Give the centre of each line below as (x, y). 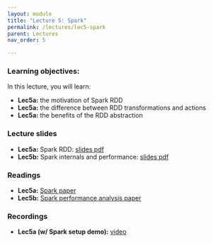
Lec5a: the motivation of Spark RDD (70, 101)
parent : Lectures (33, 34)
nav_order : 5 (27, 40)
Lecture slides (32, 134)
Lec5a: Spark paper (47, 191)
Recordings (28, 216)
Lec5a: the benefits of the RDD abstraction (80, 115)
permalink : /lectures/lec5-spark (57, 27)
